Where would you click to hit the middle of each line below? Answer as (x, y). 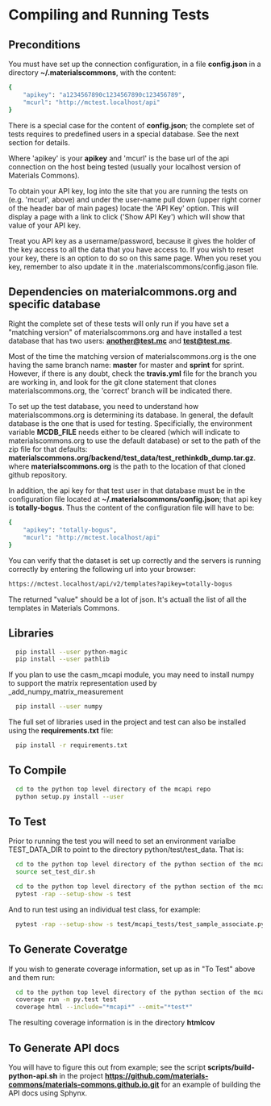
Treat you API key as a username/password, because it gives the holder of (132, 240)
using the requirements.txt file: (61, 731)
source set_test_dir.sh (55, 872)
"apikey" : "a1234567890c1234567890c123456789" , (104, 94)
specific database (54, 304)
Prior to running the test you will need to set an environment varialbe (122, 841)
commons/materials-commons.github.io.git (84, 1084)
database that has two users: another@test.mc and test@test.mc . (120, 341)
